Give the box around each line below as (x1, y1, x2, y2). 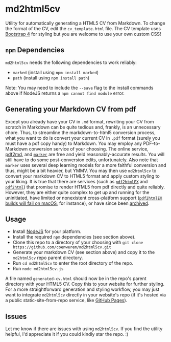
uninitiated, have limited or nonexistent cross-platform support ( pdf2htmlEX (5, 195, 162, 201)
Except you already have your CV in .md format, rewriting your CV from (5, 118, 154, 124)
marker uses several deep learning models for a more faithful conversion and (5, 162, 166, 168)
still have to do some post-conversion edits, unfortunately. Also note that (5, 157, 158, 163)
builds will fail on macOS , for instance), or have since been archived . (5, 200, 150, 206)
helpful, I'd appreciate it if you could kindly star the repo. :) (5, 331, 129, 337)
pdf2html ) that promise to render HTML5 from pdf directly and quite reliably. (5, 184, 165, 190)
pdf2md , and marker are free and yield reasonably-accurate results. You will (5, 151, 165, 157)
